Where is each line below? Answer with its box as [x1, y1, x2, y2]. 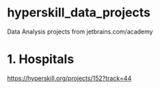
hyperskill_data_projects [7, 5, 150, 21]
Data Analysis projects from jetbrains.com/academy [7, 27, 153, 36]
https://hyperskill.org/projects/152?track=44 [7, 74, 132, 82]
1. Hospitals [7, 51, 75, 67]
